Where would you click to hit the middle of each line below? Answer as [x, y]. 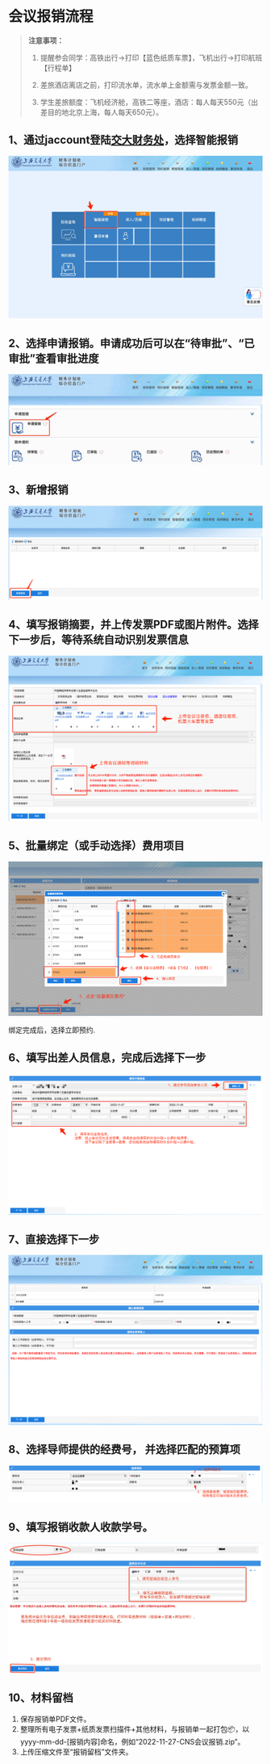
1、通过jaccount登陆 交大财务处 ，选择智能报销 [123, 140]
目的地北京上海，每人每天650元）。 [105, 112]
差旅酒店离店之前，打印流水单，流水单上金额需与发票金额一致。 [146, 85]
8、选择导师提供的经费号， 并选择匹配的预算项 [124, 1449]
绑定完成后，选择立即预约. [52, 1030]
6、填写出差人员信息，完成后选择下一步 [107, 1058]
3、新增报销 [38, 490]
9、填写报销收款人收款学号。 [81, 1527]
